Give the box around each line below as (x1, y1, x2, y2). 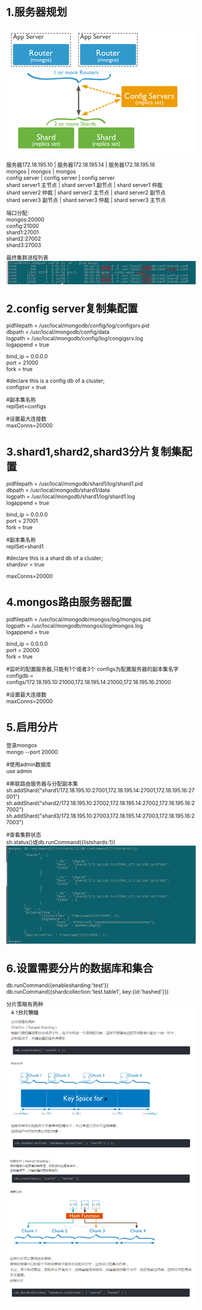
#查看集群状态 (6, 831, 41, 839)
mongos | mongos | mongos (6, 168, 76, 175)
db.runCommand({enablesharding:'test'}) (6, 982, 109, 989)
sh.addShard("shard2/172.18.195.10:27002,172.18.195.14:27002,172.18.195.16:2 (6, 800, 195, 807)
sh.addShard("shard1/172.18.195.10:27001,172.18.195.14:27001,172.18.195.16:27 (6, 787, 195, 794)
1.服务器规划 (6, 5, 67, 19)
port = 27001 (6, 518, 38, 525)
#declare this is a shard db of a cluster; (6, 554, 103, 562)
